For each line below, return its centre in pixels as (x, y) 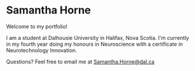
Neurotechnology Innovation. (41, 50)
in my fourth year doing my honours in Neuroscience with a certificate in (95, 44)
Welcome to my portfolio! (37, 26)
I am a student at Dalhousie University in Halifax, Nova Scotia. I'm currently (98, 38)
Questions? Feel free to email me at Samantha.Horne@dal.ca (81, 62)
